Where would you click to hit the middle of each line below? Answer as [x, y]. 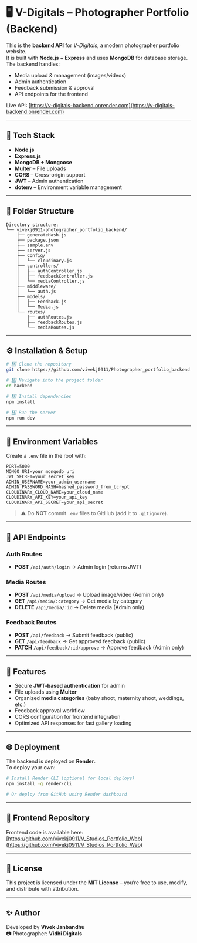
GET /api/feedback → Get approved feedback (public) [80, 641]
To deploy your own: [31, 768]
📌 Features [26, 672]
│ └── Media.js [38, 307]
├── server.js [34, 250]
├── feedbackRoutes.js [55, 322]
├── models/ [31, 296]
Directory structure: [33, 225]
